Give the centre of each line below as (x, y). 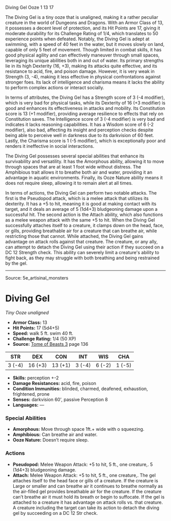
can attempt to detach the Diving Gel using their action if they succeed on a (84, 247)
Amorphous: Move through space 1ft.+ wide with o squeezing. (78, 429)
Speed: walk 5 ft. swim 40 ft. (43, 333)
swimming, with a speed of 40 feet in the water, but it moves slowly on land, (85, 44)
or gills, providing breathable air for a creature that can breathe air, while (81, 231)
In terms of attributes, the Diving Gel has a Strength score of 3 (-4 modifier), (85, 97)
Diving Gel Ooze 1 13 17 (30, 7)
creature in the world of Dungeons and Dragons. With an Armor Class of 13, (84, 23)
